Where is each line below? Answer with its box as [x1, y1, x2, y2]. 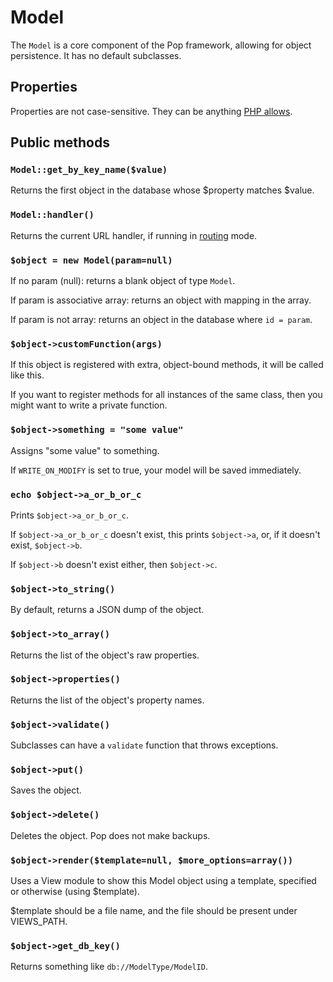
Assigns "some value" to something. [10, 444, 160, 456]
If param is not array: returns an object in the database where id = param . [10, 314, 313, 326]
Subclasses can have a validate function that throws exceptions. [10, 739, 279, 751]
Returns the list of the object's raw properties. [10, 649, 200, 661]
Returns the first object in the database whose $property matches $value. [10, 184, 315, 196]
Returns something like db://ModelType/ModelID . [10, 961, 208, 973]
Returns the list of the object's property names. [10, 694, 205, 706]
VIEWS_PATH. [10, 916, 68, 927]
